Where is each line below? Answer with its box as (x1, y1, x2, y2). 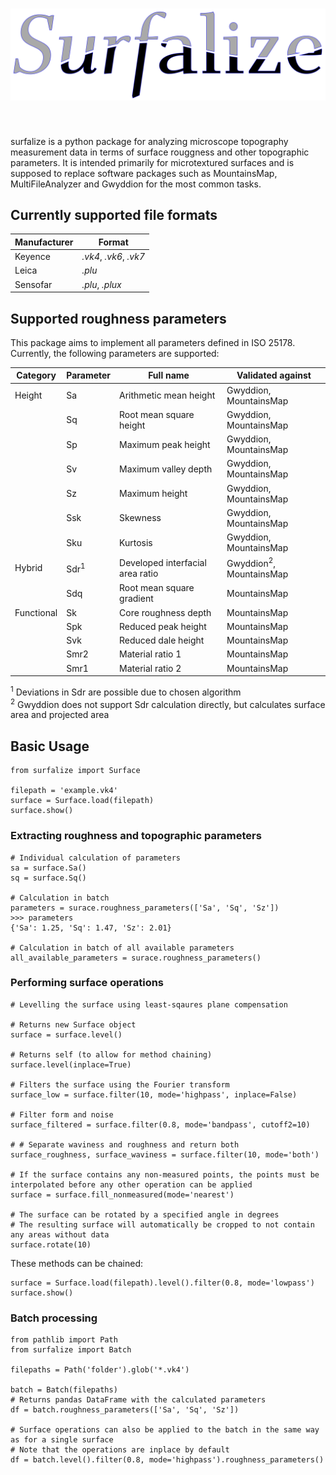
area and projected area (10, 709, 110, 721)
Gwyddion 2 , (226, 556, 277, 570)
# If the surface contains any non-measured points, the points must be (10, 1169, 320, 1180)
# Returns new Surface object (10, 1019, 137, 1030)
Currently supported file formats (10, 207, 218, 223)
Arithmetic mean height (119, 389, 216, 402)
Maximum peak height (119, 438, 211, 450)
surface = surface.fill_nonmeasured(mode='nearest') (10, 1189, 235, 1200)
